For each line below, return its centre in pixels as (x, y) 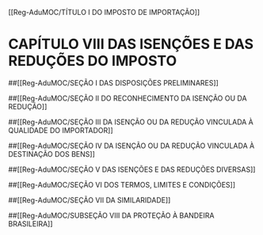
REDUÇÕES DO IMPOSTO (92, 61)
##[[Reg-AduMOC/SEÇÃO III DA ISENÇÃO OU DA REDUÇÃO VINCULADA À (131, 122)
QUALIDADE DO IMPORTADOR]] (61, 130)
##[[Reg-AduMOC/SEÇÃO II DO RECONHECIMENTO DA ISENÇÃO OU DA (128, 98)
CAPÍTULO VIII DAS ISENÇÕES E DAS (131, 44)
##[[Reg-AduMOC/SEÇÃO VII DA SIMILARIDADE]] (90, 200)
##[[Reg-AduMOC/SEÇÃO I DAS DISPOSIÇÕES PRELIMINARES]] (114, 82)
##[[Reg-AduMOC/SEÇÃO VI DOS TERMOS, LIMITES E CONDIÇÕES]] (122, 184)
